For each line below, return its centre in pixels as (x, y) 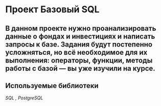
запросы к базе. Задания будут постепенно (79, 44)
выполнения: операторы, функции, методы (79, 60)
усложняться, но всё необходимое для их (76, 52)
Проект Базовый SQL (52, 9)
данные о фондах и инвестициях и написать (80, 36)
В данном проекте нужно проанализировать (81, 28)
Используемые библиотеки (52, 86)
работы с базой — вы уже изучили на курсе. (80, 68)
